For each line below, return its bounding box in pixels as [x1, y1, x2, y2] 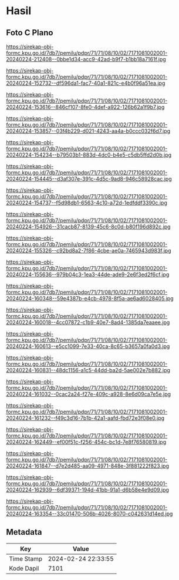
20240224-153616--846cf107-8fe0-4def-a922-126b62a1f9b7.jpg [6, 104, 165, 110]
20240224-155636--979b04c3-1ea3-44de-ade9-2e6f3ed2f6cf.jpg [6, 271, 170, 278]
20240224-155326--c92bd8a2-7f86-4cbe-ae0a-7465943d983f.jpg [6, 247, 171, 254]
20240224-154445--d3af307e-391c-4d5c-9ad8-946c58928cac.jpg [6, 175, 172, 182]
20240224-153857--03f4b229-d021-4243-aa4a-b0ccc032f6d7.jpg [6, 128, 171, 134]
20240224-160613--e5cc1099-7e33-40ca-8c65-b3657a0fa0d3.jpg [6, 343, 170, 350]
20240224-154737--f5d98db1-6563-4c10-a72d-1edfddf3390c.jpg [6, 199, 167, 206]
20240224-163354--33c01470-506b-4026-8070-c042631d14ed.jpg [6, 511, 173, 517]
